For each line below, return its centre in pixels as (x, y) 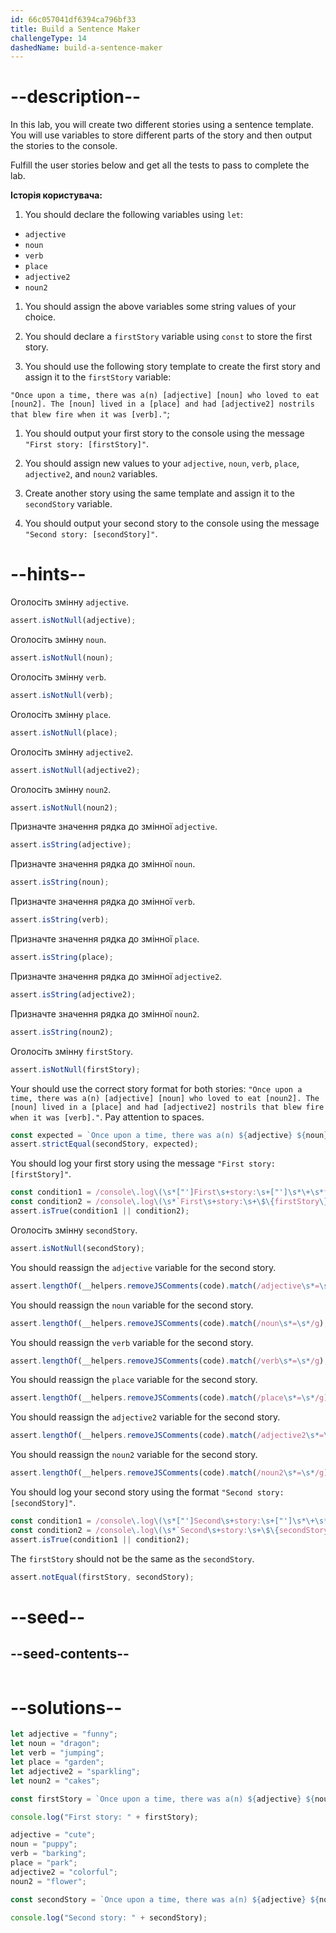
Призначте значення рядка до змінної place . (105, 939)
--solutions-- (66, 1707)
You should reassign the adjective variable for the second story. (143, 1267)
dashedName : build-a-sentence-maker (86, 47)
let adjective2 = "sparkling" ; (75, 1771)
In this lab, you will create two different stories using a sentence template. (162, 125)
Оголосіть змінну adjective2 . (72, 752)
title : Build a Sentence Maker (75, 29)
